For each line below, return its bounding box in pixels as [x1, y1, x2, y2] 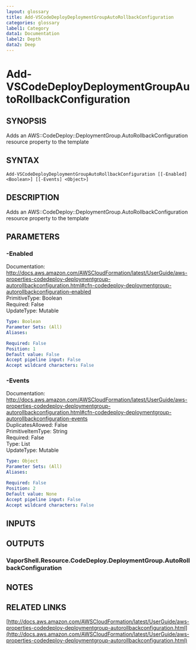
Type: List [6, 440, 31, 448]
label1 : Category [6, 25, 49, 31]
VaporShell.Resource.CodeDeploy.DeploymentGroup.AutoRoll [6, 556, 190, 565]
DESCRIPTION [6, 192, 59, 202]
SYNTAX [6, 156, 40, 166]
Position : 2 [6, 485, 36, 492]
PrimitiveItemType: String [6, 428, 68, 435]
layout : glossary [6, 8, 49, 15]
